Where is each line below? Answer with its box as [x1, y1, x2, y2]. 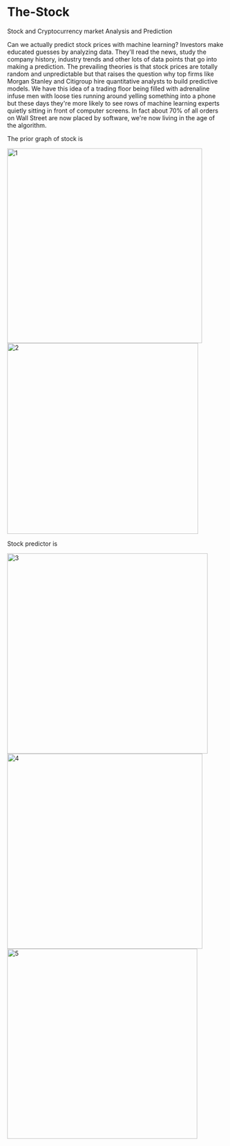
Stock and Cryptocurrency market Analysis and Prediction [7, 27, 173, 35]
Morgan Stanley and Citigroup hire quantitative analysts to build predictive [7, 77, 218, 85]
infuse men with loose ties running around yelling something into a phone [7, 91, 216, 100]
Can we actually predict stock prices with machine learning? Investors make [7, 40, 224, 48]
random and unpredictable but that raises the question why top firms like [7, 70, 214, 78]
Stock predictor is [7, 539, 57, 548]
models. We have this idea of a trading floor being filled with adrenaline [7, 84, 210, 93]
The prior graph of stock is [7, 134, 84, 142]
